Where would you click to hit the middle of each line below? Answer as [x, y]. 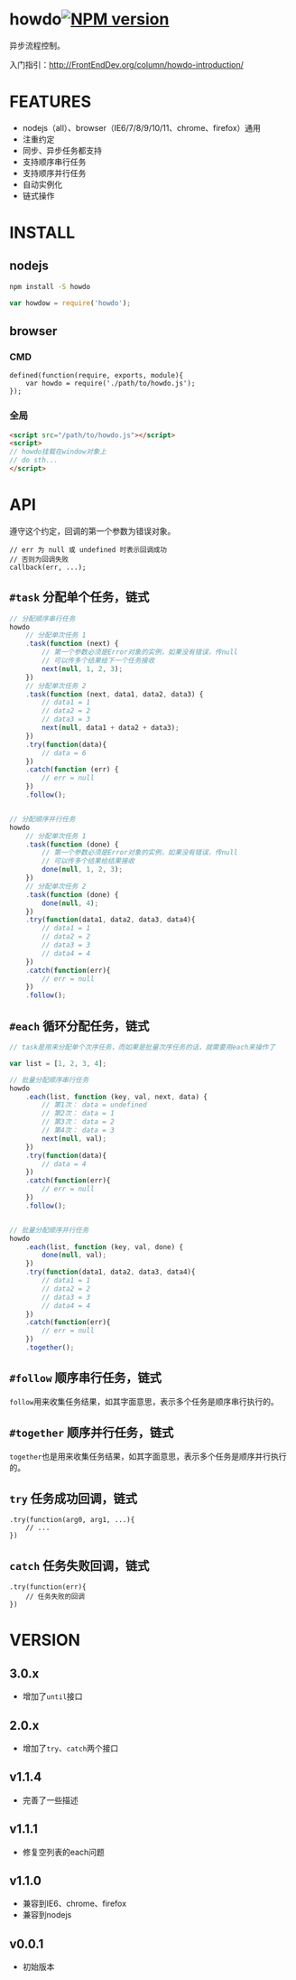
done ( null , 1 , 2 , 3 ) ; [83, 870]
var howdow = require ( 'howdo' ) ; [70, 303]
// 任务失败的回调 [55, 1597]
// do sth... [34, 461]
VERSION [45, 1640]
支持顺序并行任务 [54, 173]
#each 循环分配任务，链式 [79, 1026]
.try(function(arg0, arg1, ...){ [72, 1520]
